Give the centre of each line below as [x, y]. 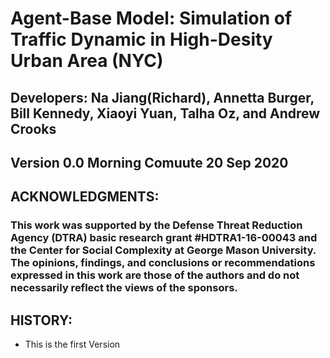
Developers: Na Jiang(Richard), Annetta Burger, [162, 97]
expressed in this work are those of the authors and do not [155, 275]
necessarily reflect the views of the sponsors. [124, 288]
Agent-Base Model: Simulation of [151, 18]
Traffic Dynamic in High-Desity [141, 39]
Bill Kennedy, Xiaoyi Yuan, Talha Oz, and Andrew [165, 113]
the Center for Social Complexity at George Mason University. [163, 250]
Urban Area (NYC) [87, 61]
